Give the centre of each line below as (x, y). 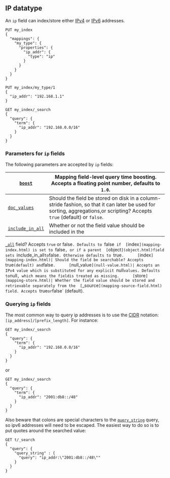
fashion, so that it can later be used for (110, 205)
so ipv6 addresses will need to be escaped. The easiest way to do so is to (82, 425)
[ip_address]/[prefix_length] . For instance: (52, 320)
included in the (67, 232)
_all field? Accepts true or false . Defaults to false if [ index (72, 244)
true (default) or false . (76, 217)
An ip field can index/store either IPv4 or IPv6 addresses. (65, 20)
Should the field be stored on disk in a (94, 198)
